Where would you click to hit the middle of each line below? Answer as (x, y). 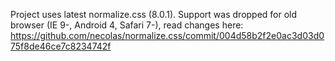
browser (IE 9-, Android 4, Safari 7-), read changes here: (127, 25)
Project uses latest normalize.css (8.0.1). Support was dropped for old (154, 14)
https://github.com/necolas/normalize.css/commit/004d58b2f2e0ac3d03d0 (167, 35)
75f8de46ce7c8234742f (61, 46)
